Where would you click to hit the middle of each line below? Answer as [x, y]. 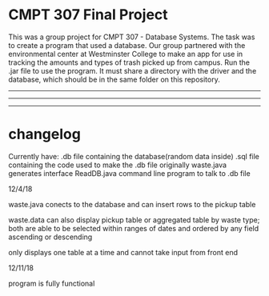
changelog [45, 134]
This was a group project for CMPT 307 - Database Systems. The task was [132, 37]
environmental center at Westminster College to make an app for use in [126, 54]
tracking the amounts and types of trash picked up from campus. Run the [129, 62]
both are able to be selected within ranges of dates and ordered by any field [134, 228]
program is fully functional [52, 283]
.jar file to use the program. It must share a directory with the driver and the [132, 70]
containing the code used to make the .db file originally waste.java [117, 165]
